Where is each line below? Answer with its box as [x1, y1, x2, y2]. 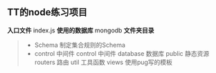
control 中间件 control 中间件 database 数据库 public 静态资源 [34, 49, 210, 57]
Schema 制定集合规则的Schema [34, 41, 126, 49]
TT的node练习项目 [7, 6, 88, 19]
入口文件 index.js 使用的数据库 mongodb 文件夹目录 [7, 26, 154, 34]
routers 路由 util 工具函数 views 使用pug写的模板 [34, 58, 173, 66]
